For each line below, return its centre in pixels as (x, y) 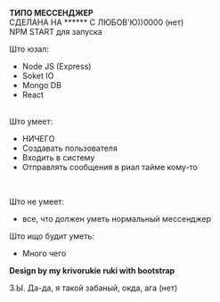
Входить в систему (58, 158)
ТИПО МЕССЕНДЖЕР (51, 13)
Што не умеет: (37, 201)
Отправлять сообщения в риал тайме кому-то (110, 167)
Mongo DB (42, 85)
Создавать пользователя (69, 148)
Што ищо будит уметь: (52, 236)
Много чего (44, 253)
